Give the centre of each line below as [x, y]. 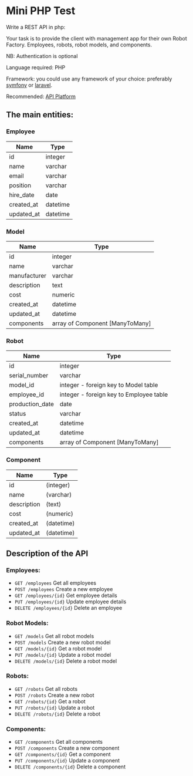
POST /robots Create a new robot [54, 695]
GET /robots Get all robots [46, 689]
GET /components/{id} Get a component [62, 754]
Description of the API [47, 553]
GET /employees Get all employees [55, 583]
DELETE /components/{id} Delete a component [70, 767]
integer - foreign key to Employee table [114, 394]
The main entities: [40, 115]
